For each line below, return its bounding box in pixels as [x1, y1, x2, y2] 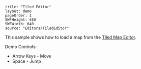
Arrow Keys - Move [12, 53, 52, 59]
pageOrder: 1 [5, 13, 32, 18]
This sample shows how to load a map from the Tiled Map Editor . [5, 34, 137, 40]
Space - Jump [12, 58, 41, 64]
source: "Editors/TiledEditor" [5, 26, 69, 31]
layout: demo [5, 9, 32, 14]
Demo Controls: [5, 44, 37, 50]
